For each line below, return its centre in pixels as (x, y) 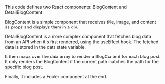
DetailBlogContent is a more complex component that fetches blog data (78, 37)
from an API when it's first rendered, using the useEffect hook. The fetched (82, 42)
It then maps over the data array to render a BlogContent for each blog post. (83, 56)
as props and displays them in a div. (42, 27)
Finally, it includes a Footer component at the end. (56, 76)
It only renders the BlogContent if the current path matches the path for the (82, 62)
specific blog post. (24, 67)
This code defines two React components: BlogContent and (66, 7)
